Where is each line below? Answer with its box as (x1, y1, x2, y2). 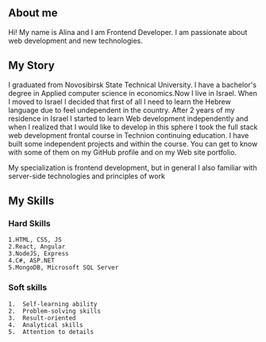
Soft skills (8, 282, 48, 293)
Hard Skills (8, 217, 51, 229)
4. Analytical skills (8, 321, 83, 329)
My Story (8, 59, 56, 72)
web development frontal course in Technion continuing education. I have (8, 130, 249, 140)
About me (8, 6, 58, 20)
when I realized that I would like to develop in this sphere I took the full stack (8, 122, 258, 132)
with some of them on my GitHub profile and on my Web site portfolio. (8, 147, 237, 157)
